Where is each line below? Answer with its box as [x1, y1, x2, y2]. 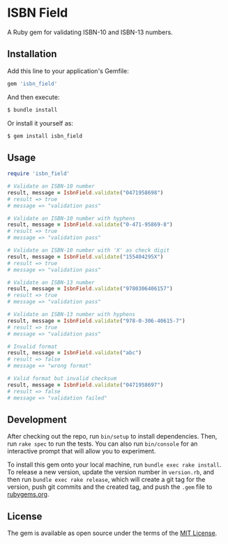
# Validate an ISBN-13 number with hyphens [7, 311, 136, 318]
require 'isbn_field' [7, 170, 70, 177]
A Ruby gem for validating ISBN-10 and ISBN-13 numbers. [7, 28, 173, 36]
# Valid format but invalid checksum [7, 375, 117, 382]
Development [7, 414, 68, 425]
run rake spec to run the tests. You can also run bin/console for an [7, 439, 198, 448]
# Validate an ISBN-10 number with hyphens [7, 215, 136, 222]
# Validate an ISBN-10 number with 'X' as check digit [7, 247, 170, 254]
